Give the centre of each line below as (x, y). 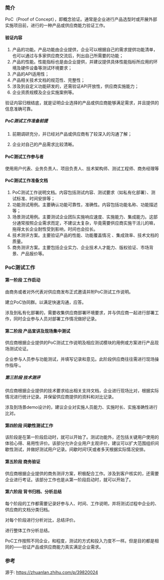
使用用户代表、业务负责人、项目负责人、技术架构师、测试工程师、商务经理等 (82, 168)
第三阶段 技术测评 (23, 377)
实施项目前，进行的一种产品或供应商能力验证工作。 (56, 25)
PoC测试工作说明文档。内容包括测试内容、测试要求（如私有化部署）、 (82, 192)
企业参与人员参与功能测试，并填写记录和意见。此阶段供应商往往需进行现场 (80, 359)
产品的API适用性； (31, 74)
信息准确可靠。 (20, 109)
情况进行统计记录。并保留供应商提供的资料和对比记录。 (61, 397)
